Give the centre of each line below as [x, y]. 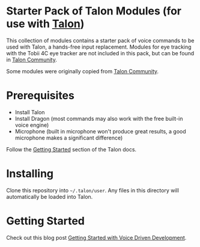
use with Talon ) [45, 24]
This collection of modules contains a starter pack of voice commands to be [100, 40]
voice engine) [32, 125]
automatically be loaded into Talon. [50, 197]
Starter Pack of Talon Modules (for [94, 11]
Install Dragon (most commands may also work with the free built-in [99, 118]
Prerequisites [41, 96]
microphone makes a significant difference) [69, 138]
